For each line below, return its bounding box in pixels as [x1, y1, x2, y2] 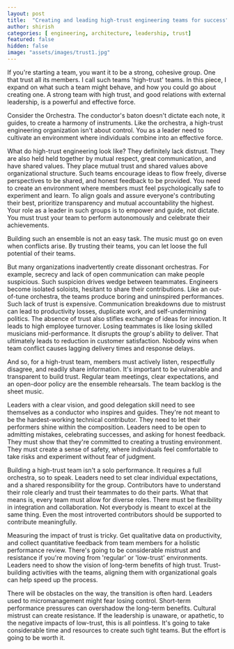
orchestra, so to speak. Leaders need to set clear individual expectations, [7, 473, 218, 481]
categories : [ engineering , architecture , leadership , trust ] [7, 29, 192, 37]
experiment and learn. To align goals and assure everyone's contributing [7, 191, 215, 199]
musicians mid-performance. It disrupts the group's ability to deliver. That [7, 329, 219, 338]
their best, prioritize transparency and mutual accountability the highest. [7, 198, 214, 207]
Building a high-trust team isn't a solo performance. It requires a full [7, 466, 202, 474]
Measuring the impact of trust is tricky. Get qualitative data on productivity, [7, 531, 222, 540]
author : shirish [7, 23, 54, 30]
